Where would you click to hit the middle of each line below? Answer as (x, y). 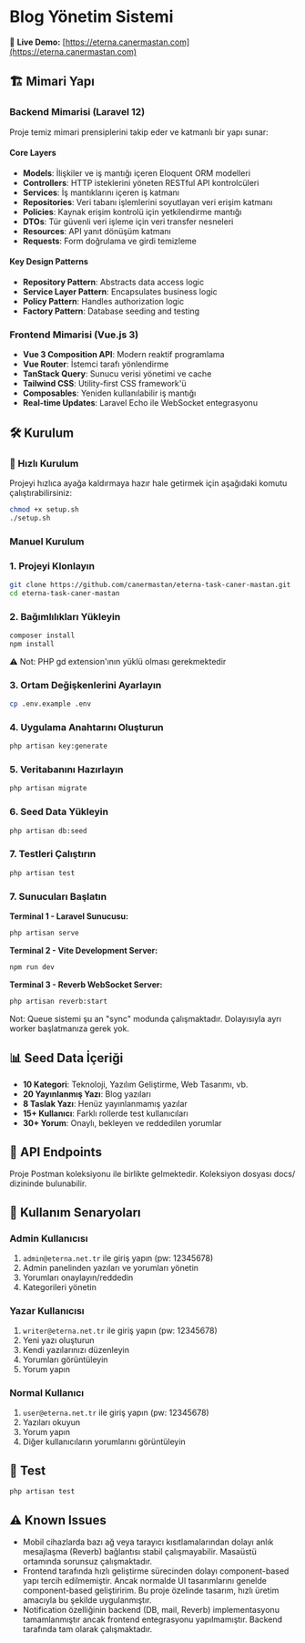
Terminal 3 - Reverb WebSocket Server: (86, 984)
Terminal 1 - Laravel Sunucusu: (69, 916)
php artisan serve (44, 933)
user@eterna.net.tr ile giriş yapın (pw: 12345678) (116, 1413)
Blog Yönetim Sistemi (91, 17)
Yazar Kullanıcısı (47, 1310)
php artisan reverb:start (58, 1001)
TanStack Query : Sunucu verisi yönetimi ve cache (117, 374)
